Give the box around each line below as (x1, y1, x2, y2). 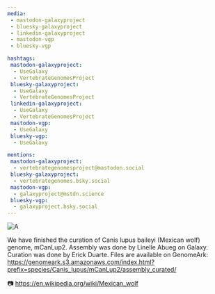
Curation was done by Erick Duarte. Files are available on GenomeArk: (7, 251, 209, 259)
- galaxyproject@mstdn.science (13, 190, 104, 197)
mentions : (7, 152, 36, 158)
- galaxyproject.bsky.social (13, 203, 98, 211)
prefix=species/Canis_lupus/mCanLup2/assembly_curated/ (7, 266, 177, 274)
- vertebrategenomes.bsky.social (13, 177, 111, 184)
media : (7, 10, 26, 17)
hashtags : (7, 55, 36, 63)
